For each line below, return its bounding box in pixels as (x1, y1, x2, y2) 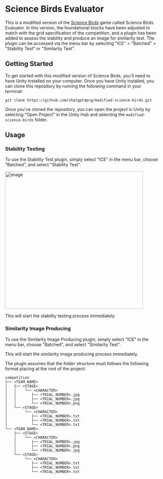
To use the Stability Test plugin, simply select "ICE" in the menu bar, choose (5, 156, 158, 162)
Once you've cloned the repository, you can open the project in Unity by (5, 106, 151, 112)
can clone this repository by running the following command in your (5, 83, 141, 89)
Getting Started (5, 60, 53, 68)
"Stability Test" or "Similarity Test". (5, 45, 75, 51)
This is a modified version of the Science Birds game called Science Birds (5, 20, 154, 25)
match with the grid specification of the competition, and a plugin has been (5, 30, 157, 36)
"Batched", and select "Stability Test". (5, 162, 81, 168)
